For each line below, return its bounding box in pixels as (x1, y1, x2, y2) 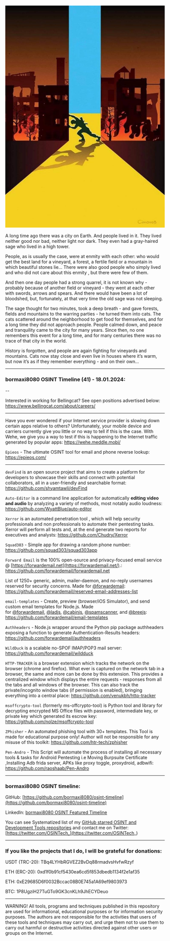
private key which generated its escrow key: (5, 713, 97, 719)
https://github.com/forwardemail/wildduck (5, 650, 94, 656)
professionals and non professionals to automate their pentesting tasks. (5, 521, 155, 527)
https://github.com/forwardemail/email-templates (5, 614, 108, 620)
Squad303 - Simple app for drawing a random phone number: (5, 542, 131, 548)
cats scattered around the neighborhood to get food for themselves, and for (5, 316, 163, 323)
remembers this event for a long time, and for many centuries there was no (5, 332, 161, 338)
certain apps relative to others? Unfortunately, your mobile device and (5, 423, 151, 429)
